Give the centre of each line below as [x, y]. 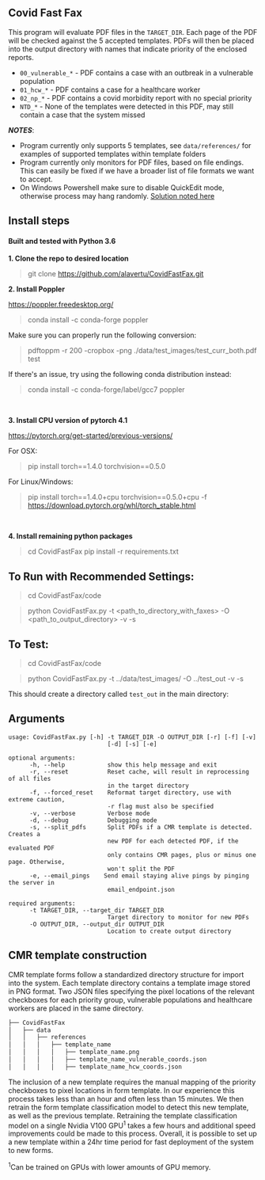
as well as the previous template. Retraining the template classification [123, 1115]
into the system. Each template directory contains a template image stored [129, 983]
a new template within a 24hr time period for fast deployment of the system [131, 1142]
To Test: [28, 644]
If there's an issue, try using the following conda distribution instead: [120, 375]
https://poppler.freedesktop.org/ [61, 305]
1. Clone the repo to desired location [68, 259]
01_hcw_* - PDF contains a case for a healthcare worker [110, 89]
